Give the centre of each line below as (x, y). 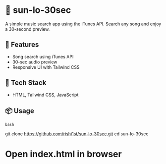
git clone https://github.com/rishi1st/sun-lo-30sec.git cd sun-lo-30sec (77, 134)
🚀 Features (22, 45)
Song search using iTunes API (43, 56)
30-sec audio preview (35, 62)
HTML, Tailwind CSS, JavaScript (45, 95)
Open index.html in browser (64, 154)
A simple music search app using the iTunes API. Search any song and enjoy (83, 24)
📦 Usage (20, 111)
